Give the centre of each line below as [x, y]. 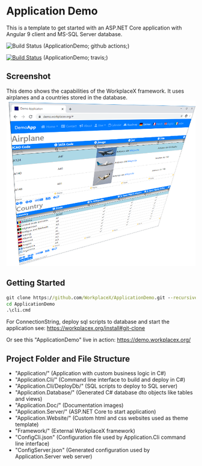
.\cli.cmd [19, 310]
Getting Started [36, 283]
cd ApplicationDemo [31, 304]
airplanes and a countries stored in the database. [67, 97]
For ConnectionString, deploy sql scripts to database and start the [88, 322]
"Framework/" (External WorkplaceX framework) [75, 431]
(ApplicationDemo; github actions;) [86, 46]
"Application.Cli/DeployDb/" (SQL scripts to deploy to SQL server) [96, 386]
